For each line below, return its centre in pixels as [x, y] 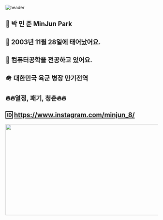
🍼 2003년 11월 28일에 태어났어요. [53, 42]
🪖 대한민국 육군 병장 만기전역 [47, 78]
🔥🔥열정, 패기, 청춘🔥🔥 [36, 98]
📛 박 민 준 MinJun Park [39, 24]
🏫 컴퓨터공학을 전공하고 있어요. [49, 60]
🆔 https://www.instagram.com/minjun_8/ [70, 115]
